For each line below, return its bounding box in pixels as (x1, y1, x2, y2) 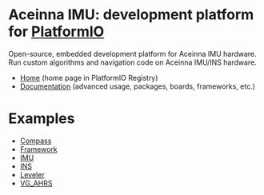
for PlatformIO (8, 22, 105, 41)
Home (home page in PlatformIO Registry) (19, 73, 158, 82)
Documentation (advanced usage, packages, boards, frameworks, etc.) (19, 82, 256, 91)
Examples (8, 109, 75, 128)
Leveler (19, 169, 46, 179)
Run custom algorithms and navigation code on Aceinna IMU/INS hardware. (8, 58, 258, 67)
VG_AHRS (19, 178, 53, 188)
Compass (19, 136, 52, 145)
